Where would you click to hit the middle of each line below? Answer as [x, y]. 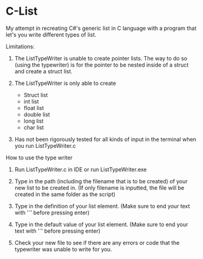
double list [37, 114]
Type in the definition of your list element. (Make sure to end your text [102, 206]
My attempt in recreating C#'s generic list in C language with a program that [101, 28]
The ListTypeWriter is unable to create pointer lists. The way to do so [101, 58]
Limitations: [20, 46]
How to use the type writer [39, 158]
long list [34, 121]
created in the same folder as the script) [65, 194]
